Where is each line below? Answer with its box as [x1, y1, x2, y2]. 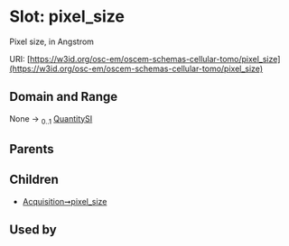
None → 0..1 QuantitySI [9, 113, 93, 126]
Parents [9, 141, 54, 157]
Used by [9, 223, 57, 238]
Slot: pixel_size [9, 6, 125, 27]
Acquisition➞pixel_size [22, 196, 107, 206]
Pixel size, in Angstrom [9, 36, 95, 47]
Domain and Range [9, 89, 118, 105]
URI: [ [9, 53, 31, 64]
